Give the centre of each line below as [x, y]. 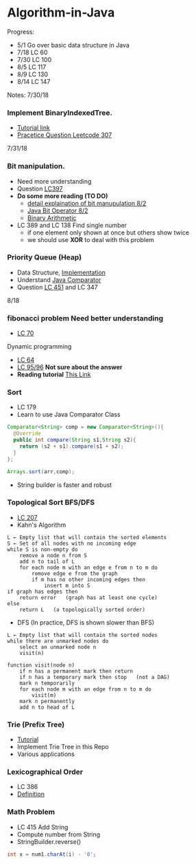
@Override [27, 434]
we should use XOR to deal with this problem [90, 239]
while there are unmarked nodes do [58, 641]
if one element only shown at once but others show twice [108, 233]
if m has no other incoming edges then [89, 579]
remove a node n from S [53, 555]
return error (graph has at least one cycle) [88, 597]
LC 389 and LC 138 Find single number [72, 225]
